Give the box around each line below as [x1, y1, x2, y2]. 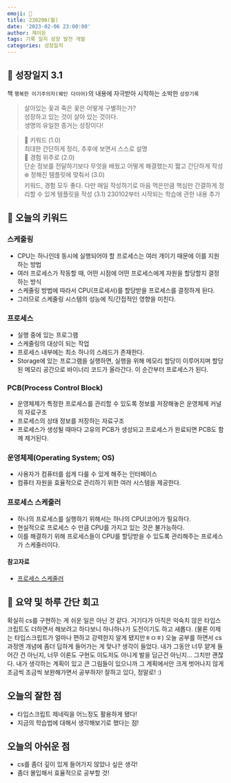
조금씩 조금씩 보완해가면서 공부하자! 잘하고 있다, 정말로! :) [7, 668, 162, 676]
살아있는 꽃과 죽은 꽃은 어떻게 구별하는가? [23, 104, 137, 112]
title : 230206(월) [7, 17, 59, 23]
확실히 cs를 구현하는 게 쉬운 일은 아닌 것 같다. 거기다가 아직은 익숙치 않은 [7, 616, 203, 624]
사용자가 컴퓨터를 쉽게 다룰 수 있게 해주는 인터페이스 [17, 470, 157, 478]
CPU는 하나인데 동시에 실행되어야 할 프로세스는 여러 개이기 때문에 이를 [17, 252, 207, 260]
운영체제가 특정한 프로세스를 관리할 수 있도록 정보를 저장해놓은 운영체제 [17, 399, 209, 408]
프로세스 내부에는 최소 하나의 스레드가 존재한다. [17, 348, 145, 356]
